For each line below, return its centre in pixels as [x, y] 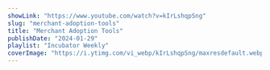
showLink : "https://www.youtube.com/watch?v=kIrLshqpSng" [107, 16]
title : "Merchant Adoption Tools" [66, 31]
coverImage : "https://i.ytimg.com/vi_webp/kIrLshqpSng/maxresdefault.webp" [137, 53]
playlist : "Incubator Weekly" [58, 46]
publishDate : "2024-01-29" [53, 38]
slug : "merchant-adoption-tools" [64, 23]
